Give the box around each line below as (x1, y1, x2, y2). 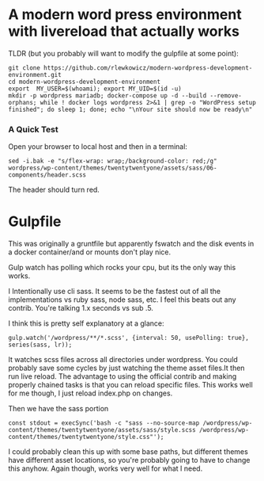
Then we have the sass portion (8, 404, 109, 414)
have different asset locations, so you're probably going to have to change (8, 456, 251, 465)
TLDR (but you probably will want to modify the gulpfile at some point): (8, 48, 239, 58)
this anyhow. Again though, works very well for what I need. (8, 464, 203, 473)
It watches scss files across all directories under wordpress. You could (8, 355, 239, 365)
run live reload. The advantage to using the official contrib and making (8, 372, 237, 381)
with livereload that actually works (8, 22, 239, 40)
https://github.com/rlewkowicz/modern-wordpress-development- (43, 63, 253, 72)
